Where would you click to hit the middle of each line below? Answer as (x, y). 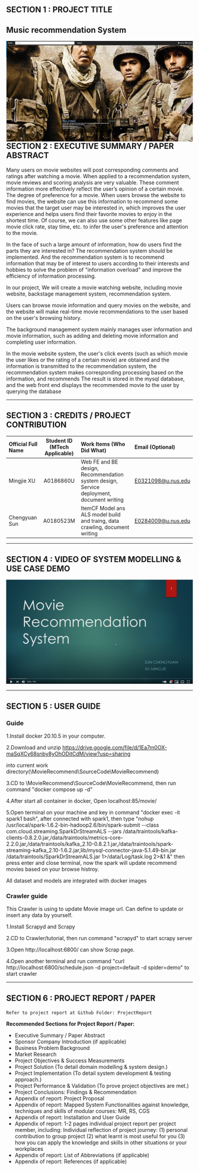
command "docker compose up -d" (49, 789)
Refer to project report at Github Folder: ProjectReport (79, 1013)
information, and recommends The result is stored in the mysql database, (96, 379)
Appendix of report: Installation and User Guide (72, 1118)
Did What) (94, 450)
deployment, (96, 494)
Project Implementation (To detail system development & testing (93, 1073)
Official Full (23, 444)
